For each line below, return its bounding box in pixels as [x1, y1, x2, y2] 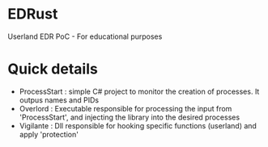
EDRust [7, 5, 58, 23]
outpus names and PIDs [19, 94, 99, 105]
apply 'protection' [19, 129, 79, 139]
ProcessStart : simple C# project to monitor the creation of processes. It [19, 86, 260, 96]
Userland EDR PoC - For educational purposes [7, 31, 163, 41]
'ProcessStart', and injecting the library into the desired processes [19, 112, 240, 122]
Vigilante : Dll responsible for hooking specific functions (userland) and [19, 120, 257, 130]
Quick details [7, 60, 98, 78]
